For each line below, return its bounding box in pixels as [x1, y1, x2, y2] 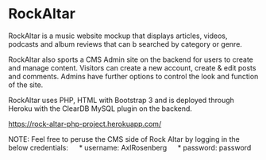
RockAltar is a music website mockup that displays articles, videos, [8, 31, 228, 40]
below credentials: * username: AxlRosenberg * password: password [8, 143, 252, 152]
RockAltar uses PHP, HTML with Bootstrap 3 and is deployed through [8, 95, 234, 105]
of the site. [8, 80, 44, 90]
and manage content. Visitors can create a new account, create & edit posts [8, 63, 256, 72]
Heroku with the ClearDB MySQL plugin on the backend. [8, 104, 193, 113]
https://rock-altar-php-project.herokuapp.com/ [8, 119, 162, 128]
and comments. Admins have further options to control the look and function [8, 71, 259, 81]
